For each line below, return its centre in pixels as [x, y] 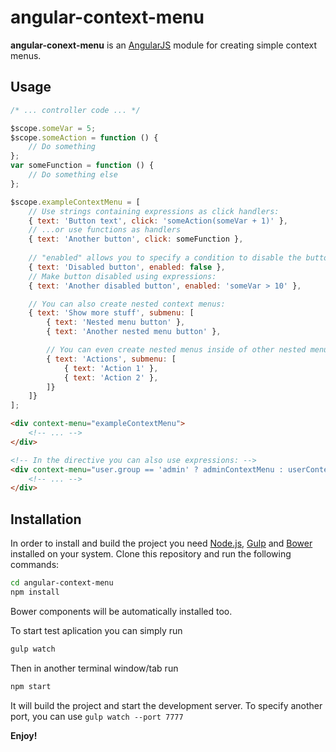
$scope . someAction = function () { [84, 137]
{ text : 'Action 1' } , [111, 368]
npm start [31, 686]
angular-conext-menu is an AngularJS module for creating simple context [164, 45]
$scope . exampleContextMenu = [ [75, 202]
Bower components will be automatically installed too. [121, 611]
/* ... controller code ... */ [75, 110]
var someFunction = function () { [82, 166]
